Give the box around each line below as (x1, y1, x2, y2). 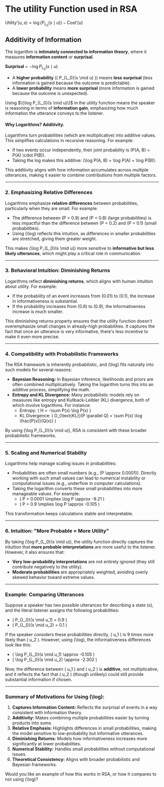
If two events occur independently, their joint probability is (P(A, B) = (12, 147, 150, 153)
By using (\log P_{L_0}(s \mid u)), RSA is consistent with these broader (5, 428, 147, 433)
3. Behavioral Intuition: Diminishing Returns (5, 267, 110, 274)
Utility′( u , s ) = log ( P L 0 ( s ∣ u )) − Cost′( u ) (5, 20, 83, 27)
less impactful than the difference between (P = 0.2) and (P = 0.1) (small (12, 220, 157, 226)
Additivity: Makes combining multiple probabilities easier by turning (12, 715, 149, 721)
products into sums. (12, 720, 53, 726)
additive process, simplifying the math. (12, 387, 90, 393)
